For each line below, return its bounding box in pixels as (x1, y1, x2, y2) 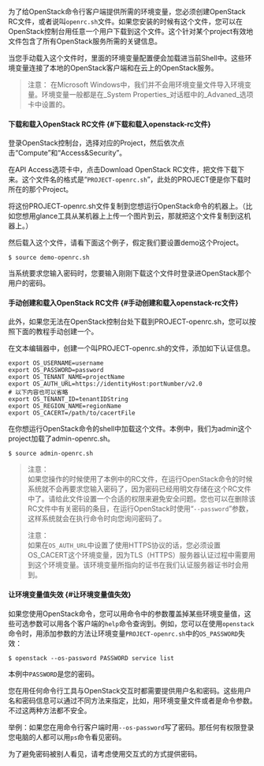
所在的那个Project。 (8, 185, 73, 194)
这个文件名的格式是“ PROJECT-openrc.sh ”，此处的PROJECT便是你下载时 (21, 175, 251, 184)
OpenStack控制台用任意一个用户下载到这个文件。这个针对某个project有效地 (8, 27, 254, 36)
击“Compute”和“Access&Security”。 (8, 148, 127, 158)
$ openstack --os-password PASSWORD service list (8, 654, 175, 662)
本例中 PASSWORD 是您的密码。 (8, 669, 99, 678)
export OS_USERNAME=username (8, 359, 104, 367)
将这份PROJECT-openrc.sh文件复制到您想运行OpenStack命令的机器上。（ (8, 201, 246, 211)
